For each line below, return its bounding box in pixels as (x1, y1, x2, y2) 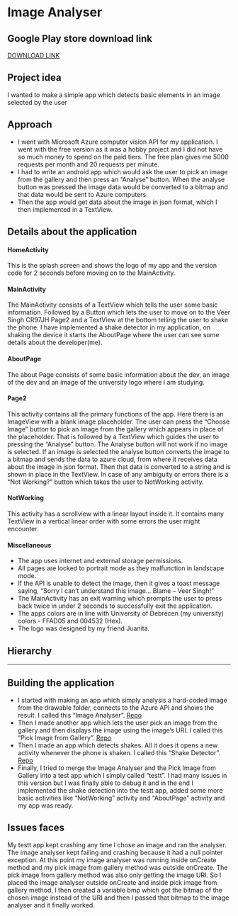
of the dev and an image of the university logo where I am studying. (7, 378, 205, 386)
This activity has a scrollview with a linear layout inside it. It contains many (7, 509, 225, 518)
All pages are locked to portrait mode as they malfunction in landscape (17, 564, 225, 572)
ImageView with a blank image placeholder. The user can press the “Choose (7, 417, 230, 426)
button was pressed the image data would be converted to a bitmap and (17, 182, 228, 191)
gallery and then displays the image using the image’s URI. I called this (17, 725, 223, 734)
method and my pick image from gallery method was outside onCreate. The (7, 863, 228, 871)
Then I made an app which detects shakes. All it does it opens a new (17, 741, 218, 750)
